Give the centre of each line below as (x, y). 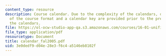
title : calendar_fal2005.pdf (35, 41)
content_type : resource (30, 9)
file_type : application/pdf (34, 32)
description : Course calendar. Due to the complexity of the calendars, (82, 14)
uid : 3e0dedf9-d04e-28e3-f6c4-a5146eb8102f (51, 46)
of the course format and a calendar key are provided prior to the (82, 19)
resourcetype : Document (30, 37)
